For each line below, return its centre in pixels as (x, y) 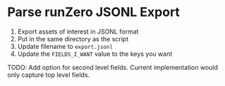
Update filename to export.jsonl (65, 46)
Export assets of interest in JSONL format (78, 31)
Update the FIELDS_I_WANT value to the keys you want (95, 54)
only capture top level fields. (49, 75)
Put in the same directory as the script (73, 38)
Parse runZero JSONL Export (93, 12)
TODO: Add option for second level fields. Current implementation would (113, 67)
